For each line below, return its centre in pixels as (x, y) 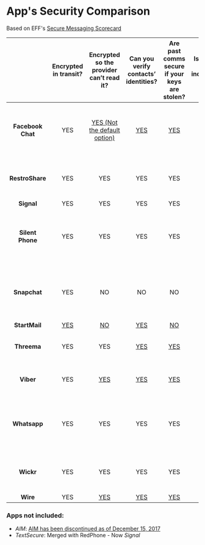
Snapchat (28, 292)
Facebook (28, 126)
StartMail (28, 325)
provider (105, 70)
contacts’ (142, 73)
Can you (142, 58)
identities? (142, 81)
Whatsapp (27, 423)
